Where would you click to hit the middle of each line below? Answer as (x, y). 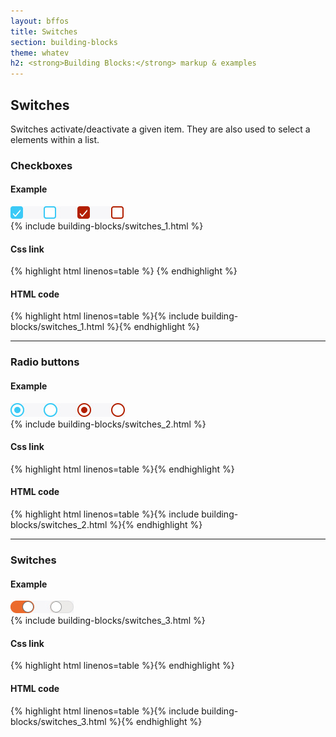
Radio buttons (45, 362)
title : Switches (44, 31)
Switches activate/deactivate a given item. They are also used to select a (160, 129)
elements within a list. (55, 139)
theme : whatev (40, 53)
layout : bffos (40, 21)
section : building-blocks (64, 42)
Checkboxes (41, 165)
